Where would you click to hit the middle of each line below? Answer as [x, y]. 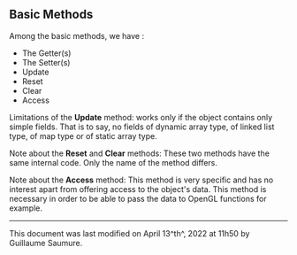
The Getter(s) [46, 53]
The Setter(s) [46, 62]
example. [26, 208]
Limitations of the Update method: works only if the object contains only [141, 117]
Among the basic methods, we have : [76, 35]
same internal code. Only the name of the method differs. [114, 162]
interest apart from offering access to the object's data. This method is [138, 189]
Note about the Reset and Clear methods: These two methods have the [139, 153]
